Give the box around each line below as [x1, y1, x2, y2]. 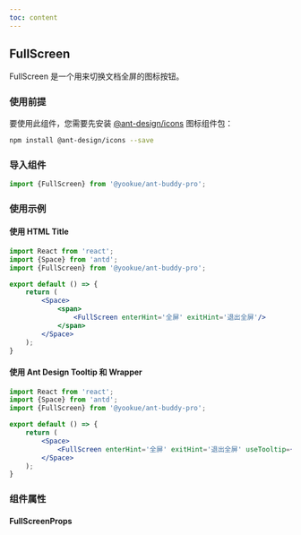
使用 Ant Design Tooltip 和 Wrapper [9, 367, 143, 377]
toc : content [9, 13, 58, 22]
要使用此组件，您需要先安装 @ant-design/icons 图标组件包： [9, 117, 234, 128]
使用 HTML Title [9, 226, 69, 237]
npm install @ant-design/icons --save [9, 135, 154, 144]
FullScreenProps [9, 515, 73, 526]
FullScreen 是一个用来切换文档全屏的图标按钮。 [9, 71, 185, 82]
